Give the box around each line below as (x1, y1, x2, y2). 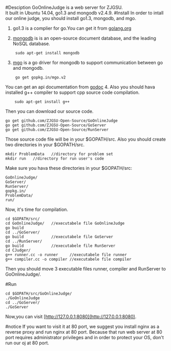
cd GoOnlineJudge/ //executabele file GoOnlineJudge (5, 221, 125, 226)
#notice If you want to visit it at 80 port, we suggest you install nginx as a (5, 323, 160, 329)
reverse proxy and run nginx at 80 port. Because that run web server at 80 (5, 329, 162, 335)
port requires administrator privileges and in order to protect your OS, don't (5, 335, 164, 340)
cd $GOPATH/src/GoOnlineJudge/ (5, 291, 72, 296)
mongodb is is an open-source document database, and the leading (12, 35, 156, 41)
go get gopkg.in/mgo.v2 (15, 75, 66, 80)
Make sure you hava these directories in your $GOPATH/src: (5, 165, 132, 171)
